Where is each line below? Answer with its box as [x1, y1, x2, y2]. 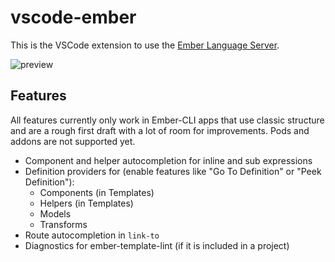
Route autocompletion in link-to [24, 229, 160, 241]
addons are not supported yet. [10, 135, 136, 147]
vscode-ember [10, 6, 137, 29]
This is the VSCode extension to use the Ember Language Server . [10, 39, 280, 51]
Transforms [39, 218, 88, 230]
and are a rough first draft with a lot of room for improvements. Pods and [10, 124, 310, 136]
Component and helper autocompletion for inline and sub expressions [24, 154, 313, 166]
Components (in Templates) [39, 186, 155, 198]
